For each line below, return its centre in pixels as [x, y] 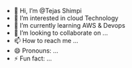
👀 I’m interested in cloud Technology [66, 18]
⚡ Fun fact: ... [33, 58]
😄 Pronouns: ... [36, 51]
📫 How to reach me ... [46, 41]
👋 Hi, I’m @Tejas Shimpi [48, 11]
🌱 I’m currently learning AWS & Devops [69, 25]
